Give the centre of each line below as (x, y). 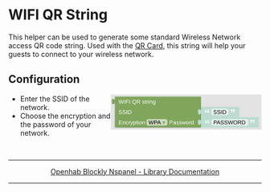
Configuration (44, 79)
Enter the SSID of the (55, 99)
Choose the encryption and (65, 116)
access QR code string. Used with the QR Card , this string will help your (127, 45)
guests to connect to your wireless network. (81, 54)
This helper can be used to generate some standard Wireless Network (125, 37)
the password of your (55, 124)
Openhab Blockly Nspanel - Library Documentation (135, 171)
